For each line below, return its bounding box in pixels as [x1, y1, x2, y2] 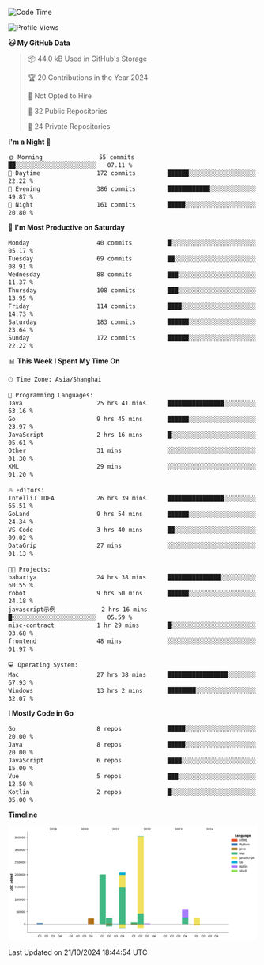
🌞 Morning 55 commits [8, 154, 135, 161]
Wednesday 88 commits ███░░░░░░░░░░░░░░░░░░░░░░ [8, 271, 257, 279]
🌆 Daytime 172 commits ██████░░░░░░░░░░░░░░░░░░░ [8, 169, 257, 177]
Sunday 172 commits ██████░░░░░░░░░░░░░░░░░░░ [8, 334, 257, 342]
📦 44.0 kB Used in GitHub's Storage [27, 54, 148, 63]
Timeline [8, 810, 38, 819]
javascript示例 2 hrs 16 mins [8, 606, 148, 614]
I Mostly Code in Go [8, 709, 74, 718]
